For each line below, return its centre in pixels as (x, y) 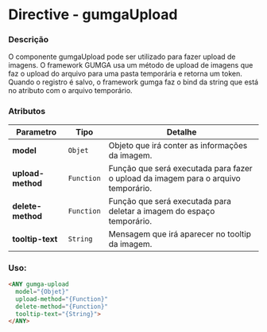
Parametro (36, 131)
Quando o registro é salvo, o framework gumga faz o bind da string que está (133, 82)
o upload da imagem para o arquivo (174, 178)
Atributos (27, 111)
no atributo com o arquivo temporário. (70, 91)
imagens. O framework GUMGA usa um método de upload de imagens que (131, 65)
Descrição (29, 40)
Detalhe (182, 131)
